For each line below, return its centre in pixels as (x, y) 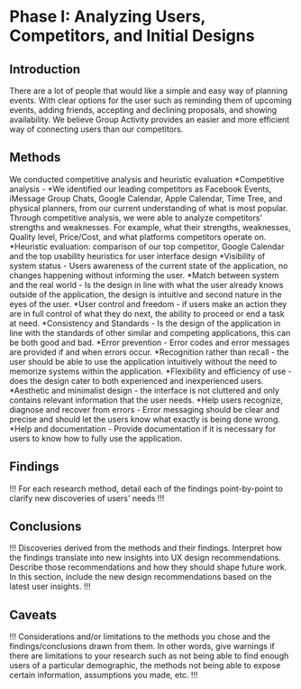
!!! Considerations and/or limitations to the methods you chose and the (140, 637)
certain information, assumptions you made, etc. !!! (104, 675)
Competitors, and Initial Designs (132, 36)
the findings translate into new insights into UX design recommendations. (145, 558)
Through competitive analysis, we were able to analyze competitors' (136, 218)
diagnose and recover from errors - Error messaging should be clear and (145, 409)
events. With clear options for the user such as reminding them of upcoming (151, 100)
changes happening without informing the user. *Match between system (144, 275)
